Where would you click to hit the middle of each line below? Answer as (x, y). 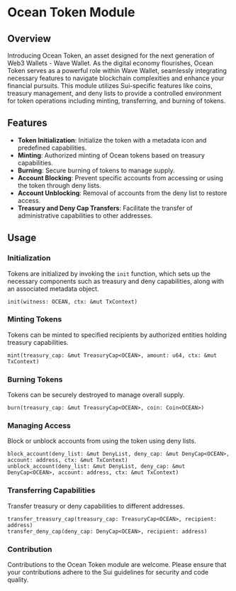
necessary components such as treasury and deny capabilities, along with (116, 281)
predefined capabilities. (52, 148)
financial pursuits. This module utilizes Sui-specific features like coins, (110, 85)
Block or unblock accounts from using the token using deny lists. (102, 441)
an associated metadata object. (53, 289)
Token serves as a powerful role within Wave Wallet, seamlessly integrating (117, 71)
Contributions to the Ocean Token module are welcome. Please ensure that (117, 564)
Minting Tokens (35, 319)
